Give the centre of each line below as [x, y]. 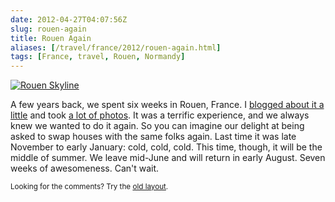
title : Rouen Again [51, 38]
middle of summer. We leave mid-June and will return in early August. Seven [168, 158]
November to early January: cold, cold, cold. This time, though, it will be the [166, 147]
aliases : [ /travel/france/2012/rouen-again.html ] [116, 47]
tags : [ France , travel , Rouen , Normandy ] [98, 57]
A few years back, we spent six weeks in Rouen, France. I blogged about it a [167, 105]
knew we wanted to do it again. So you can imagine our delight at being [157, 126]
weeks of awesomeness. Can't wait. [85, 168]
